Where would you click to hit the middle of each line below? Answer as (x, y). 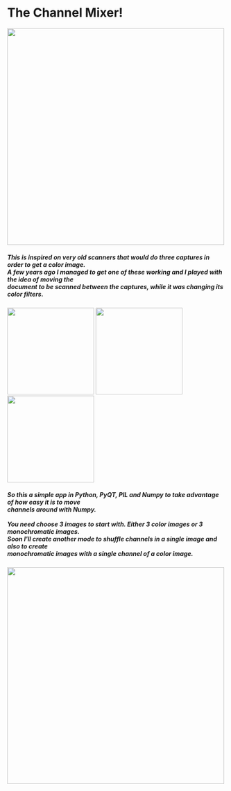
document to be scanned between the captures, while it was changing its (115, 286)
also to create (28, 546)
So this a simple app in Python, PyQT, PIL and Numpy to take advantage (113, 494)
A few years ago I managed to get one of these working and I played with (115, 272)
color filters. (25, 294)
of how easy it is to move (44, 502)
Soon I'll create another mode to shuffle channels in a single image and (112, 539)
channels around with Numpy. (52, 509)
